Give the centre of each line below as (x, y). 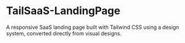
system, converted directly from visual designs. (64, 33)
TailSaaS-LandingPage (63, 11)
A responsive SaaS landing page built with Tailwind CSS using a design (92, 27)
